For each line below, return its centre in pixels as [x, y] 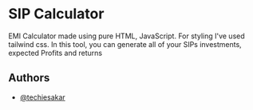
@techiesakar [42, 97]
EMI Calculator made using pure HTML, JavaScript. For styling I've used [126, 36]
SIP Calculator [56, 14]
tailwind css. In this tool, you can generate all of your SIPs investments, [125, 44]
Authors [29, 78]
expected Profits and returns [55, 53]
